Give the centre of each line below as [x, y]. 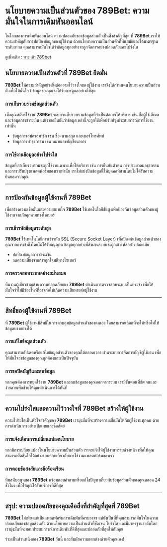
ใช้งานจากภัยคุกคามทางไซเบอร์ [30, 215]
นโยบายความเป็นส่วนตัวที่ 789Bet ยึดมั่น [56, 73]
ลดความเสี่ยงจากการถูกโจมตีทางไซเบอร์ [44, 260]
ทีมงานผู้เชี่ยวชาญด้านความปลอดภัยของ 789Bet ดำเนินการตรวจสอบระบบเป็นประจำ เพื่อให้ [79, 284]
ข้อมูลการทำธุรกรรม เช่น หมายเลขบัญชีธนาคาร [49, 142]
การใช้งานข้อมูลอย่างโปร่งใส [31, 155]
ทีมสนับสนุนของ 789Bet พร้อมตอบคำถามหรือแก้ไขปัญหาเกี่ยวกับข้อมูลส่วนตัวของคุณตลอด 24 [83, 480]
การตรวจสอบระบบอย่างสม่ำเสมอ [36, 273]
